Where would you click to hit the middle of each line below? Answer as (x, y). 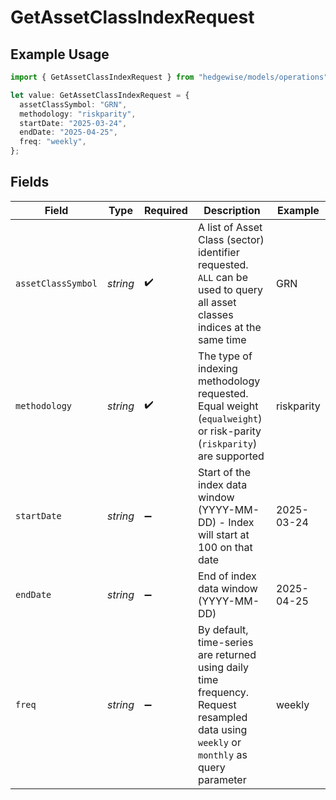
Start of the (224, 472)
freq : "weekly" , (53, 142)
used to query (230, 289)
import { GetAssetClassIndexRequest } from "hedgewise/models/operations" (169, 77)
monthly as (222, 754)
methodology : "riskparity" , (78, 114)
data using (222, 729)
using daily (223, 667)
